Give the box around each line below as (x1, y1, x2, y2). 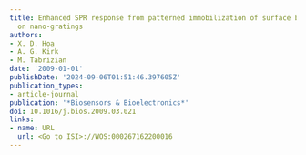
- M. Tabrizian (9, 56, 67, 65)
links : (9, 115, 35, 124)
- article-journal (9, 89, 79, 98)
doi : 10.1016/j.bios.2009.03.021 (9, 107, 137, 116)
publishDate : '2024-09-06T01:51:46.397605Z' (9, 73, 181, 82)
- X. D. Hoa (9, 38, 55, 48)
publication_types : (9, 81, 84, 90)
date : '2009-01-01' (9, 65, 84, 74)
